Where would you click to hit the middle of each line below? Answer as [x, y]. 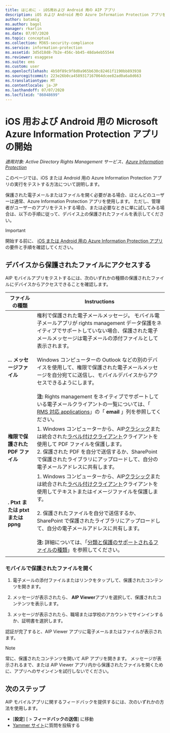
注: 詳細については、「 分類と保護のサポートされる [95, 542]
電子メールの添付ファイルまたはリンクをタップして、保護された [79, 580]
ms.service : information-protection [44, 48]
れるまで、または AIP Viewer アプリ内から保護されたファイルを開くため [89, 665]
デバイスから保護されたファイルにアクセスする [78, 265]
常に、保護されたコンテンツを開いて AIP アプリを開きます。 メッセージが [81, 658]
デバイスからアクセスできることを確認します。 [62, 284]
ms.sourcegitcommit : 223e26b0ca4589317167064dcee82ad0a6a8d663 [73, 76]
